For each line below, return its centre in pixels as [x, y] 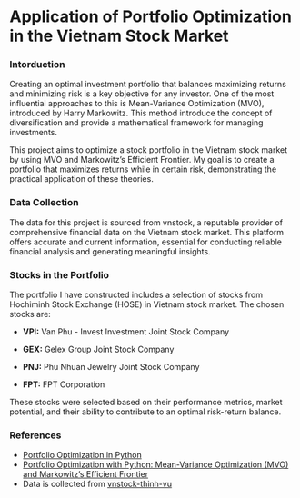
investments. [33, 133]
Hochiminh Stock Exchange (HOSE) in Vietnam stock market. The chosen [147, 304]
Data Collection [44, 203]
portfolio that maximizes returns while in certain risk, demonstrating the [143, 169]
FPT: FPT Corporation [64, 384]
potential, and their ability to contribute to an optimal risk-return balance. [145, 412]
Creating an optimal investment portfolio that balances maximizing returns [148, 85]
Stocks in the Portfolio [60, 274]
